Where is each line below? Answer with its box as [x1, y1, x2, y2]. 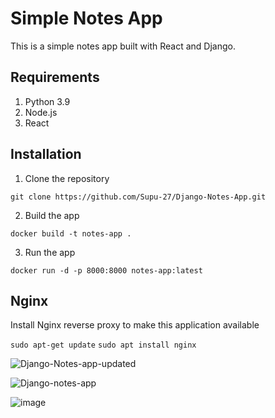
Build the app [24, 209, 80, 221]
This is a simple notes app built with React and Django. [10, 40, 236, 52]
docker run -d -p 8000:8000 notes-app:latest [10, 265, 203, 276]
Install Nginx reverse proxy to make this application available [10, 319, 260, 331]
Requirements [10, 69, 100, 86]
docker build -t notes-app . [10, 228, 132, 239]
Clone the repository [24, 172, 110, 184]
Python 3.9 [24, 95, 71, 107]
